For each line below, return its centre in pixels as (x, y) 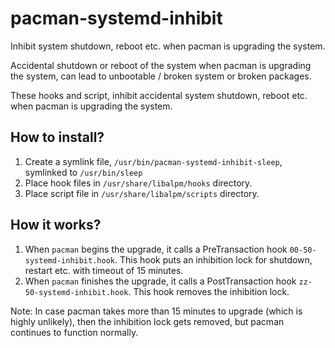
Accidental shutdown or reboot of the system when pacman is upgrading (161, 65)
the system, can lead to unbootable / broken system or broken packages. (161, 76)
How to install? (57, 137)
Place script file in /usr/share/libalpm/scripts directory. (142, 193)
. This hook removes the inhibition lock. (209, 291)
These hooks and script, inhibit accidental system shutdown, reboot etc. (159, 95)
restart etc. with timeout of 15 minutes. (104, 270)
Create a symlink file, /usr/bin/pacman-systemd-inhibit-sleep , (153, 161)
